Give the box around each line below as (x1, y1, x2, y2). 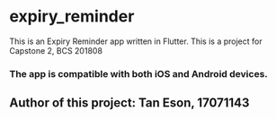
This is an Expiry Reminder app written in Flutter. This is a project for (9, 36, 263, 47)
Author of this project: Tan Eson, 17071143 (9, 96, 250, 111)
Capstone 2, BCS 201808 (9, 45, 103, 55)
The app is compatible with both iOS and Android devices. (9, 67, 268, 80)
